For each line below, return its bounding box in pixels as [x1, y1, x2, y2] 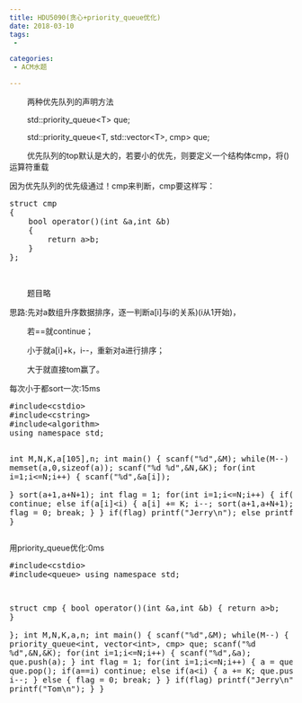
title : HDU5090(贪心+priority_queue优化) [9, 13, 162, 22]
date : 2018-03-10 [9, 22, 75, 31]
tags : [9, 30, 30, 39]
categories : [9, 55, 54, 64]
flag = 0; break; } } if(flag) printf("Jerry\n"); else [9, 508, 261, 517]
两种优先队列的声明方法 [26, 96, 114, 107]
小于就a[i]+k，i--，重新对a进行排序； [26, 345, 165, 356]
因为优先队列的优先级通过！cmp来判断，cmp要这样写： [9, 180, 216, 191]
